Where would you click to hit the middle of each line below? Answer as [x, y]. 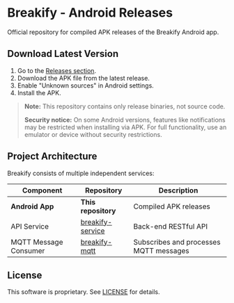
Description [178, 190]
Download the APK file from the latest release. [83, 78]
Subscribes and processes [177, 242]
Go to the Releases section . [56, 70]
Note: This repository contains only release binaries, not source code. [125, 106]
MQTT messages [161, 250]
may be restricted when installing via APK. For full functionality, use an [125, 127]
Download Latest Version [63, 54]
